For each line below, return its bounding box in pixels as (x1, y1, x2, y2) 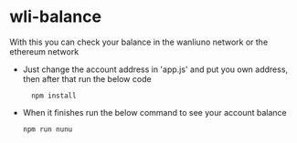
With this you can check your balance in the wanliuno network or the (9, 36, 269, 47)
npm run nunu (22, 125, 73, 134)
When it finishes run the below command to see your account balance (22, 107, 287, 117)
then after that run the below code (22, 73, 153, 84)
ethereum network (9, 46, 80, 56)
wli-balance (9, 6, 102, 27)
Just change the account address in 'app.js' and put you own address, (22, 64, 289, 75)
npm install (31, 91, 77, 100)
